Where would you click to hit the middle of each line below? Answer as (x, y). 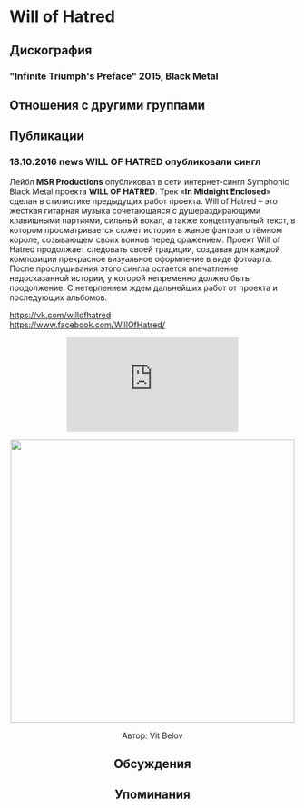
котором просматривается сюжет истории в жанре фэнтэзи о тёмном (146, 229)
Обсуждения (152, 764)
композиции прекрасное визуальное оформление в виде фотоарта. (141, 258)
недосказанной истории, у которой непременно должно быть (129, 277)
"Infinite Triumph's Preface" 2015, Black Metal (114, 76)
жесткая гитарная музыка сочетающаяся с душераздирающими (135, 210)
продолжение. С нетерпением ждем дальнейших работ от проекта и (144, 287)
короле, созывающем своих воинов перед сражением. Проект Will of (145, 239)
